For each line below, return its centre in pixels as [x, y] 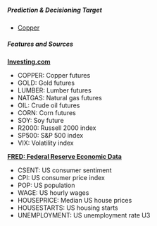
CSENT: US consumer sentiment [64, 170]
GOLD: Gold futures [46, 83]
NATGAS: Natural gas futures [59, 97]
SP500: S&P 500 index [50, 135]
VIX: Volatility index [45, 143]
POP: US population [46, 185]
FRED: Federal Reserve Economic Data [64, 156]
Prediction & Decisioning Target [55, 10]
